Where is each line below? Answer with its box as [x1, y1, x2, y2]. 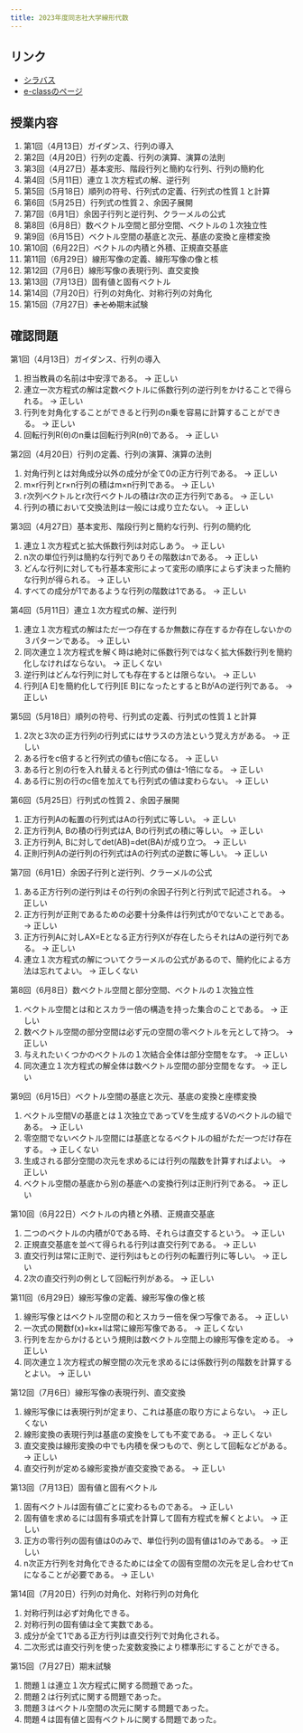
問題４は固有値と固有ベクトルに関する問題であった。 [23, 1714, 222, 1725]
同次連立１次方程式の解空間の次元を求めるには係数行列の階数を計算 [23, 1357, 277, 1368]
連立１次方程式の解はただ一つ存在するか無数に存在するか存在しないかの [23, 624, 292, 635]
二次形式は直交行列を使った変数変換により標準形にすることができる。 [23, 1642, 285, 1653]
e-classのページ [23, 86, 84, 97]
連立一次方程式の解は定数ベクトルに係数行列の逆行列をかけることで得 [23, 384, 285, 395]
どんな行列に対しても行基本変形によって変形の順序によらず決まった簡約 [23, 563, 291, 574]
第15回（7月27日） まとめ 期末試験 [23, 299, 149, 310]
